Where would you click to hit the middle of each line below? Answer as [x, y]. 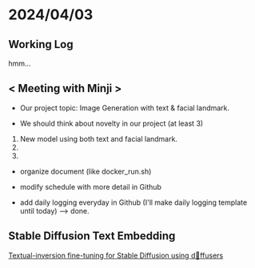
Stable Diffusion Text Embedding [92, 236]
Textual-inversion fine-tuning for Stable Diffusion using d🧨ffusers [116, 255]
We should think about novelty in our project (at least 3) [112, 123]
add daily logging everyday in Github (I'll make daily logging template [133, 202]
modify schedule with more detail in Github [91, 186]
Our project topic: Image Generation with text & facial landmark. [125, 108]
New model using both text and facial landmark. [99, 138]
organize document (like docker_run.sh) [86, 171]
